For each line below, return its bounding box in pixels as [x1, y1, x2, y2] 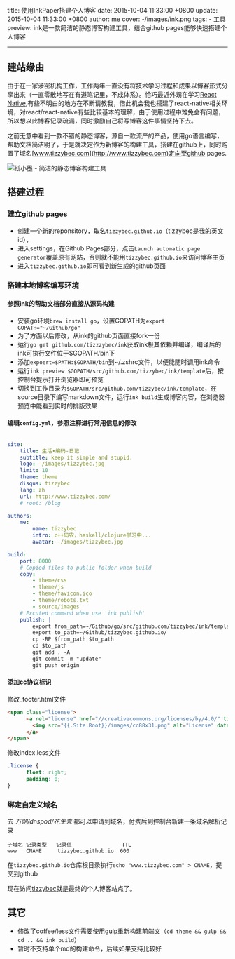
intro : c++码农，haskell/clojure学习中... [32, 532, 152, 539]
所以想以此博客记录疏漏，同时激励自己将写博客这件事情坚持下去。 [7, 116, 197, 125]
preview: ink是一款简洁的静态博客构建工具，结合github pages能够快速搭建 [7, 24, 221, 32]
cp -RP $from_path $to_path [32, 636, 114, 643]
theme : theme [20, 474, 58, 481]
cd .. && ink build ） [17, 935, 80, 944]
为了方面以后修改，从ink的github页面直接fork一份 [17, 331, 161, 340]
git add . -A [32, 649, 71, 656]
